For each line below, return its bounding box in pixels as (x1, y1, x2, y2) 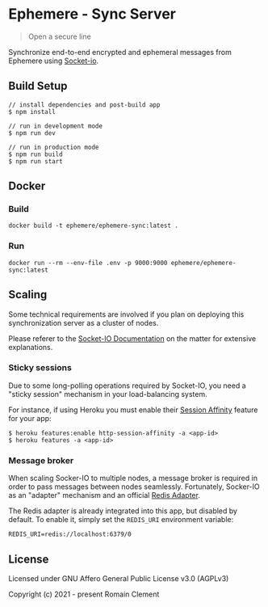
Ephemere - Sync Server (8, 5, 176, 23)
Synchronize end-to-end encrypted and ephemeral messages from (8, 47, 232, 57)
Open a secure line (27, 32, 91, 41)
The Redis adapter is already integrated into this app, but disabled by (8, 506, 238, 516)
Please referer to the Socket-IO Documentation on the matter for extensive (8, 333, 257, 344)
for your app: (8, 413, 52, 423)
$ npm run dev (8, 129, 57, 137)
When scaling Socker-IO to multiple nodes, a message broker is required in (8, 474, 258, 483)
